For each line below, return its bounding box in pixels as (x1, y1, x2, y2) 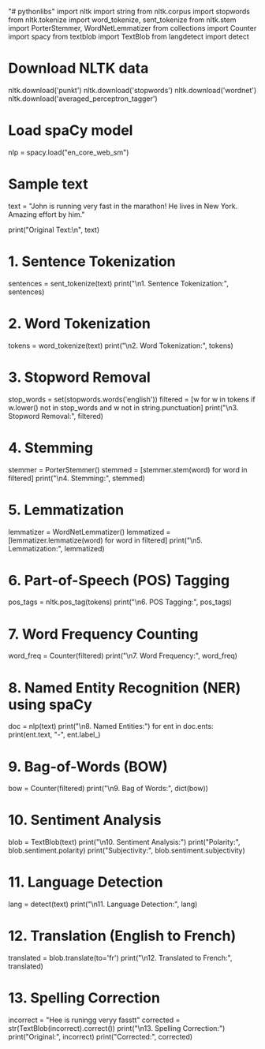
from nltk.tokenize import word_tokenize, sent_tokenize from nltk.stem (8, 15, 237, 24)
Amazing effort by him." (8, 209, 85, 219)
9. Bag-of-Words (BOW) (8, 757, 168, 775)
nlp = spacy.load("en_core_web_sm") (8, 147, 129, 157)
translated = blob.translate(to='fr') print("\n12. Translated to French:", (8, 954, 233, 963)
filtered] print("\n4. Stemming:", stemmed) (8, 473, 146, 483)
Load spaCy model (8, 121, 133, 140)
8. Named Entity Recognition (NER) (8, 678, 241, 696)
